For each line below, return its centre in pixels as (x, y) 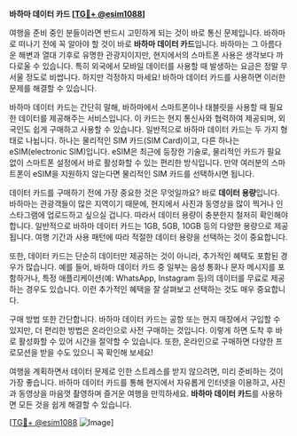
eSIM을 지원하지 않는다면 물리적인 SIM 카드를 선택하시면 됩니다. (144, 174)
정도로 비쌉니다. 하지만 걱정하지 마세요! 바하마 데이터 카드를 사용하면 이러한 (156, 77)
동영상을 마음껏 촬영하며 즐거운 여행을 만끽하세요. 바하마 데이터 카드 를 (139, 393)
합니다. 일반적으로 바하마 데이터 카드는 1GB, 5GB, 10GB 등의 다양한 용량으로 (141, 226)
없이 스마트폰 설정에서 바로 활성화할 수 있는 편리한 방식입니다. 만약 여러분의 (139, 163)
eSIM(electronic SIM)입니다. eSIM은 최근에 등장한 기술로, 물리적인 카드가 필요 (145, 151)
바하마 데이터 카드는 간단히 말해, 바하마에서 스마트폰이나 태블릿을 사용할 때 (138, 107)
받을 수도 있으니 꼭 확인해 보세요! (96, 353)
